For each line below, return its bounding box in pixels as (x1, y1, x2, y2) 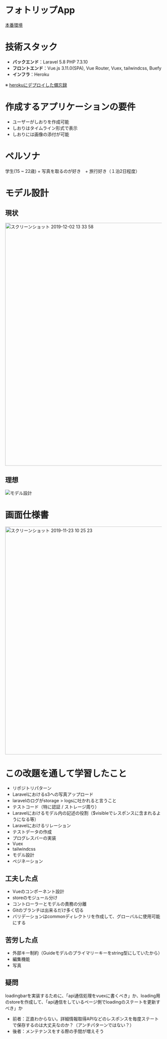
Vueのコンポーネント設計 (12, 889, 65, 895)
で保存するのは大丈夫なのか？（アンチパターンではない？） (12, 1022, 134, 1028)
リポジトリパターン (12, 785, 52, 791)
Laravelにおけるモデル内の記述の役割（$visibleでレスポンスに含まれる (12, 810, 157, 816)
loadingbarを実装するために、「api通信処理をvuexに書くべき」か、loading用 (5, 993, 161, 999)
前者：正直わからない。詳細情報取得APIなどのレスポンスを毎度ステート (12, 1016, 159, 1022)
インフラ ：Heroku (12, 71, 50, 77)
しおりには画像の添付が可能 (12, 131, 70, 137)
